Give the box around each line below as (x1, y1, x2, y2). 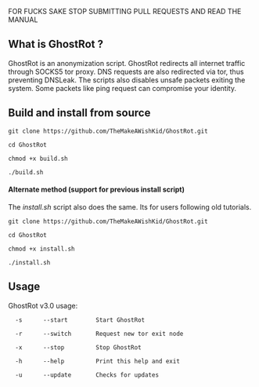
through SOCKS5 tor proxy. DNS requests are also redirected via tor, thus (8, 67, 244, 76)
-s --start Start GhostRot (15, 316, 146, 324)
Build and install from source (8, 106, 151, 120)
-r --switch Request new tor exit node (15, 330, 184, 338)
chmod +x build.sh (8, 155, 68, 162)
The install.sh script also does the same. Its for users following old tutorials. (8, 202, 252, 211)
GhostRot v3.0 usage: (8, 301, 78, 310)
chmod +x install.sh (8, 245, 76, 253)
